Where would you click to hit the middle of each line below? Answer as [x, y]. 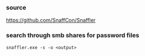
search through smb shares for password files [73, 36]
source [16, 8]
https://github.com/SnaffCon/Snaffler [51, 20]
